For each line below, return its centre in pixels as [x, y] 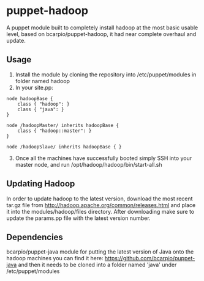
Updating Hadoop [41, 184]
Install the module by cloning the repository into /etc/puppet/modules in [106, 75]
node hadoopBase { [30, 98]
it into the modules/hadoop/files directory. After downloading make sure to [100, 211]
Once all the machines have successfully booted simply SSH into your [103, 158]
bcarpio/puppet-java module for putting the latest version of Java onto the [100, 252]
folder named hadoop [43, 81]
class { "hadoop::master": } [55, 131]
